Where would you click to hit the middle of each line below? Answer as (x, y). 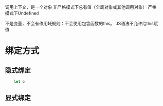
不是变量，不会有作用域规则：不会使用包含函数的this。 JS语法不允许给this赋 (81, 23)
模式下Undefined (22, 13)
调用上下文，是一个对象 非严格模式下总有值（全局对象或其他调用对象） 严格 (81, 7)
